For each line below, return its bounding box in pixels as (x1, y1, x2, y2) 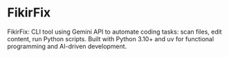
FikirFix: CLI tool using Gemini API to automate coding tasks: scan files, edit (7, 27, 223, 36)
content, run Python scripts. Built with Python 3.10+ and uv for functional (7, 34, 214, 43)
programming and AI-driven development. (7, 42, 127, 50)
